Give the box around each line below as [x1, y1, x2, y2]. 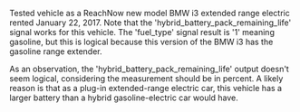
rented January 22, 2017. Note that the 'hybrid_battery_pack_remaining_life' [9, 17, 292, 28]
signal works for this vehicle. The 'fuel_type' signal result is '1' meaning [9, 27, 275, 37]
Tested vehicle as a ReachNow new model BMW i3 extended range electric [9, 8, 290, 18]
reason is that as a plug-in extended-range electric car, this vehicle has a [9, 83, 283, 93]
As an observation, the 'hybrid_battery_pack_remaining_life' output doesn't [9, 63, 290, 74]
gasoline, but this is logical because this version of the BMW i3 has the [9, 36, 274, 47]
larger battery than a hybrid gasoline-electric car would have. [9, 92, 238, 103]
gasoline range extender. [9, 46, 102, 57]
